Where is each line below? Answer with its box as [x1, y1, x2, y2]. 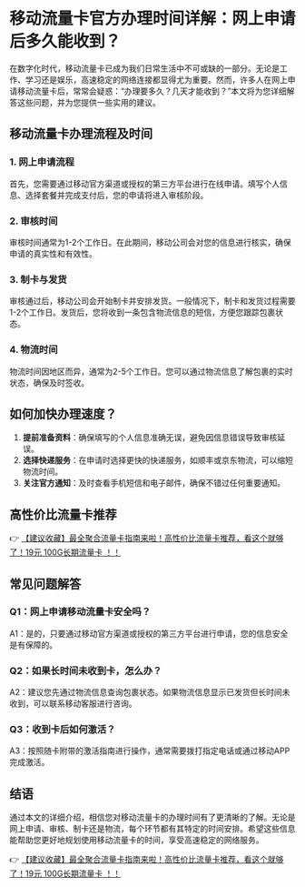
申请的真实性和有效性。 [9, 247, 97, 259]
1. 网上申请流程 [9, 156, 75, 168]
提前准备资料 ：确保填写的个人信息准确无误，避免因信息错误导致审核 [22, 432, 278, 443]
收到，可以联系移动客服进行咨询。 [9, 698, 137, 710]
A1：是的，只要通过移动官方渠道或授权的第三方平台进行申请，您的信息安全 [9, 628, 289, 639]
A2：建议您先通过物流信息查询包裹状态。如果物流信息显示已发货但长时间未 [9, 687, 290, 698]
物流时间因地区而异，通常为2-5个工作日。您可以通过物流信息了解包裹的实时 [9, 366, 293, 377]
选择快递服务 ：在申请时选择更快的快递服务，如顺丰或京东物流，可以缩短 [22, 455, 293, 466]
